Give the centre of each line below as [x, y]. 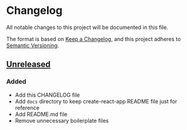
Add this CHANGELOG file [47, 95]
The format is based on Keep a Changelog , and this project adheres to [93, 39]
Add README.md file [41, 114]
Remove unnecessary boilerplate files [62, 120]
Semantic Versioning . [33, 45]
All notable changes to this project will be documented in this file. [87, 27]
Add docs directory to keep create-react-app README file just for [96, 101]
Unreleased [29, 64]
